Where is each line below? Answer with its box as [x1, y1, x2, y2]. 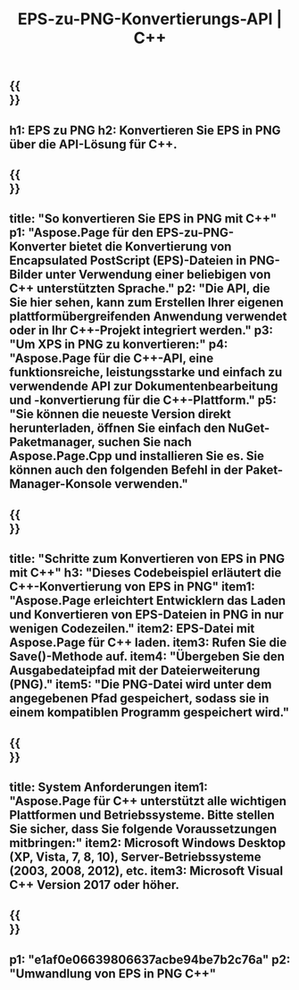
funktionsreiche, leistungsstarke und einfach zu [9, 365, 283, 380]
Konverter [9, 239, 67, 255]
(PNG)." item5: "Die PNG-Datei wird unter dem [9, 677, 272, 692]
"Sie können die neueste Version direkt [9, 407, 232, 422]
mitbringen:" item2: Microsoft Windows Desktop [9, 835, 287, 851]
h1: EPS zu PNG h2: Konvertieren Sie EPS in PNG [9, 122, 281, 138]
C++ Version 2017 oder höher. [9, 877, 180, 893]
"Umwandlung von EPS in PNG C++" [9, 966, 217, 981]
